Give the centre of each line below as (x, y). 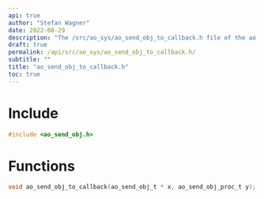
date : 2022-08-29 (37, 30)
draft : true (28, 45)
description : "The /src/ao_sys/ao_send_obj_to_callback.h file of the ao (132, 38)
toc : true (25, 74)
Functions (41, 166)
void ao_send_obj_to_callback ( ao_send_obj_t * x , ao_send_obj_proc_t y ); (132, 187)
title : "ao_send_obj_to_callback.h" (68, 67)
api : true (25, 15)
